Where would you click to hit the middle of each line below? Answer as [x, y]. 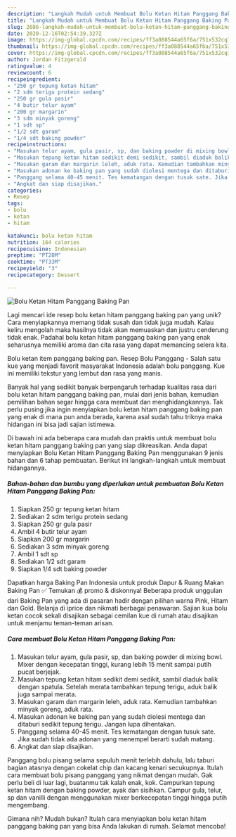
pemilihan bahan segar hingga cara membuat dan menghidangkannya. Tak [115, 402]
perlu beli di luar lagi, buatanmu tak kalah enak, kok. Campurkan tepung [111, 782]
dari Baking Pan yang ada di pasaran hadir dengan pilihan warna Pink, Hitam [118, 600]
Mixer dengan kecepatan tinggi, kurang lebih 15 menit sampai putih [114, 664]
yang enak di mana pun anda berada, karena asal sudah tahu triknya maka [115, 416]
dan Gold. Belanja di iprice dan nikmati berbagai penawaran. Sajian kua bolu [117, 608]
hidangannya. [27, 468]
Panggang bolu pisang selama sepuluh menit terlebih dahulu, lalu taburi [111, 760]
